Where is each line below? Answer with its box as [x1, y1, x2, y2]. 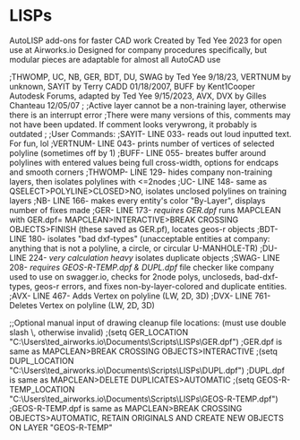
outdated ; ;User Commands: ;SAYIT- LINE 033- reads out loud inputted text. [9, 128, 292, 139]
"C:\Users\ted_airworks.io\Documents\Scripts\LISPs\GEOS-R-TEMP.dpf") [9, 393, 279, 404]
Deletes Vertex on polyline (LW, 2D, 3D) [9, 299, 155, 310]
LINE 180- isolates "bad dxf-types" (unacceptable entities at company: [9, 233, 270, 244]
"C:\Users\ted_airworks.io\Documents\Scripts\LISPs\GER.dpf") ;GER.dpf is [9, 336, 283, 347]
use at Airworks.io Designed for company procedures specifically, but [9, 44, 267, 55]
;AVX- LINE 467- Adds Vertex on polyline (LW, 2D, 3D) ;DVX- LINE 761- [9, 290, 271, 301]
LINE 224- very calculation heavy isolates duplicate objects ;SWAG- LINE [9, 252, 280, 263]
